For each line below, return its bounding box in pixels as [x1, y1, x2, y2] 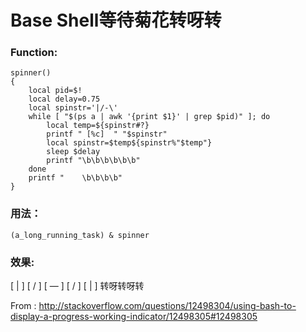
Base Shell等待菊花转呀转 [10, 9, 222, 32]
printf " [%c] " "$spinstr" [46, 129, 168, 140]
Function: [10, 46, 58, 60]
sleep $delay [46, 147, 101, 157]
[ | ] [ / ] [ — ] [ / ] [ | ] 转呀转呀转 [10, 280, 145, 292]
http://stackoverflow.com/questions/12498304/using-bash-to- [38, 300, 297, 312]
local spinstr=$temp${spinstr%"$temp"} [46, 138, 213, 148]
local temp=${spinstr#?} [46, 121, 150, 131]
